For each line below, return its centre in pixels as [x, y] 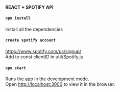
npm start [16, 68]
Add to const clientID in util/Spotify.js [44, 57]
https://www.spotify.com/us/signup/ [43, 51]
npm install [18, 18]
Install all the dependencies [34, 29]
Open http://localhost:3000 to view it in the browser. [60, 84]
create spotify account [31, 40]
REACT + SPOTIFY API [29, 7]
